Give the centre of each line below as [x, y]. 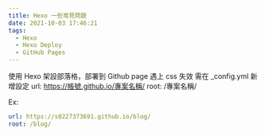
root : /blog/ [30, 124]
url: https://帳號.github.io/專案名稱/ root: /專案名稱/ [114, 86]
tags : [17, 30]
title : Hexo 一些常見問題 [48, 16]
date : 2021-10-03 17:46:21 [53, 23]
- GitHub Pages [41, 52]
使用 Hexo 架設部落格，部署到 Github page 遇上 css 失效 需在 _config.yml [129, 76]
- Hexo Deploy [39, 45]
